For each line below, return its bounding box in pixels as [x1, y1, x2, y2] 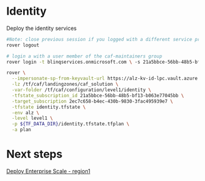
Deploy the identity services [6, 24, 77, 32]
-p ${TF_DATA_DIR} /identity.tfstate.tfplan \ [12, 121, 130, 127]
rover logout [6, 42, 40, 48]
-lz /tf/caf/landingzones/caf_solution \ [12, 81, 119, 87]
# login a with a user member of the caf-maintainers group [6, 53, 163, 59]
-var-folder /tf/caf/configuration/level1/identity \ [12, 87, 151, 93]
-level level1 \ [12, 115, 53, 122]
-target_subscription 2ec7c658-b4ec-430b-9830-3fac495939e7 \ [12, 98, 173, 105]
